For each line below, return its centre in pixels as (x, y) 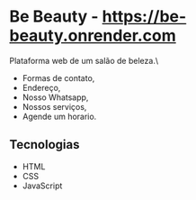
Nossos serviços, (54, 106)
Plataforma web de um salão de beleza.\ (84, 60)
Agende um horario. (59, 116)
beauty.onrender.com (93, 36)
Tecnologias (45, 145)
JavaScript (42, 186)
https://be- (144, 17)
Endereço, (41, 87)
